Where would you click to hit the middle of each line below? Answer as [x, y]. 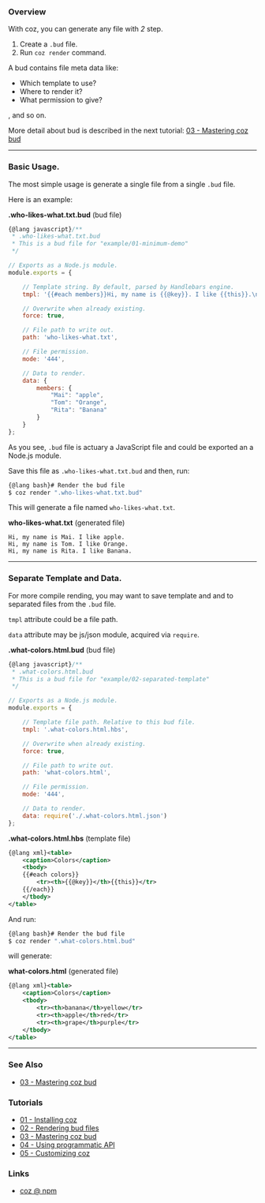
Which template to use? [58, 83]
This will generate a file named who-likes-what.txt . [92, 508]
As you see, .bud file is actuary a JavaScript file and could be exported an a [131, 447]
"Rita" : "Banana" [79, 410]
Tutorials [26, 1102]
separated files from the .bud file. [62, 604]
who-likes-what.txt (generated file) [67, 523]
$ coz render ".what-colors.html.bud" [72, 941]
